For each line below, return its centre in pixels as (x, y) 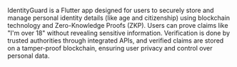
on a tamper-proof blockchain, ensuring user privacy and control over (110, 48)
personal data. (29, 56)
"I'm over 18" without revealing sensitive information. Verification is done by (119, 33)
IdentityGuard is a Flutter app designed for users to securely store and (111, 10)
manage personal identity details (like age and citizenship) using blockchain (119, 18)
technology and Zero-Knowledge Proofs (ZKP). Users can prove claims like (118, 25)
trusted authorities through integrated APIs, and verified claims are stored (116, 41)
